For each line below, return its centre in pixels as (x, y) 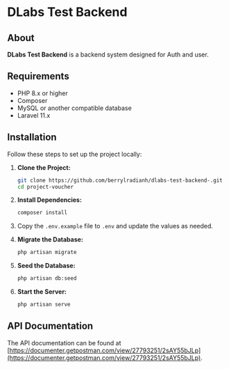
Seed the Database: (46, 266)
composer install (42, 213)
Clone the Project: (44, 167)
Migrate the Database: (50, 240)
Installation (32, 138)
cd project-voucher (45, 187)
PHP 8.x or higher (42, 93)
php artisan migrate (47, 252)
